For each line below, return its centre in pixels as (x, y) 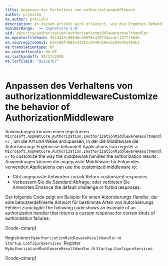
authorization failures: (27, 218)
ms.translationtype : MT (30, 47)
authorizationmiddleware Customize (82, 96)
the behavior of (37, 107)
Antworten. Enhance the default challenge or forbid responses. (77, 187)
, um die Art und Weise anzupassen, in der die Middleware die (75, 141)
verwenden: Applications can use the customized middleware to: (71, 167)
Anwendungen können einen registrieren (47, 132)
